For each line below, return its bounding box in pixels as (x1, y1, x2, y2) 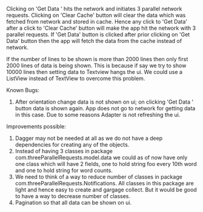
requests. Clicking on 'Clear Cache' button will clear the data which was (6, 12, 186, 19)
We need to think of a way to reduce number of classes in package (15, 173, 183, 181)
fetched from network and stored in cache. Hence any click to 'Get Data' (6, 18, 188, 25)
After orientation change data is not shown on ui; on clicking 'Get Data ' (15, 98, 194, 105)
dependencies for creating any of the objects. (15, 141, 130, 148)
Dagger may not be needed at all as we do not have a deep (15, 134, 163, 142)
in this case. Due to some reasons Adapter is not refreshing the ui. (15, 111, 181, 118)
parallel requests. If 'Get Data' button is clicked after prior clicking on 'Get (6, 31, 190, 38)
